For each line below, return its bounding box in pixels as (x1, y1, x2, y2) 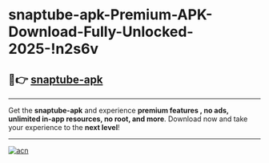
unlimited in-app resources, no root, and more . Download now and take (8, 114, 248, 124)
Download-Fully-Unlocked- (8, 22, 194, 41)
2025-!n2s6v (8, 40, 98, 58)
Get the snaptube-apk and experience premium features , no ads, (8, 106, 230, 115)
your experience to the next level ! (8, 123, 120, 132)
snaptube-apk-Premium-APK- (8, 6, 213, 24)
